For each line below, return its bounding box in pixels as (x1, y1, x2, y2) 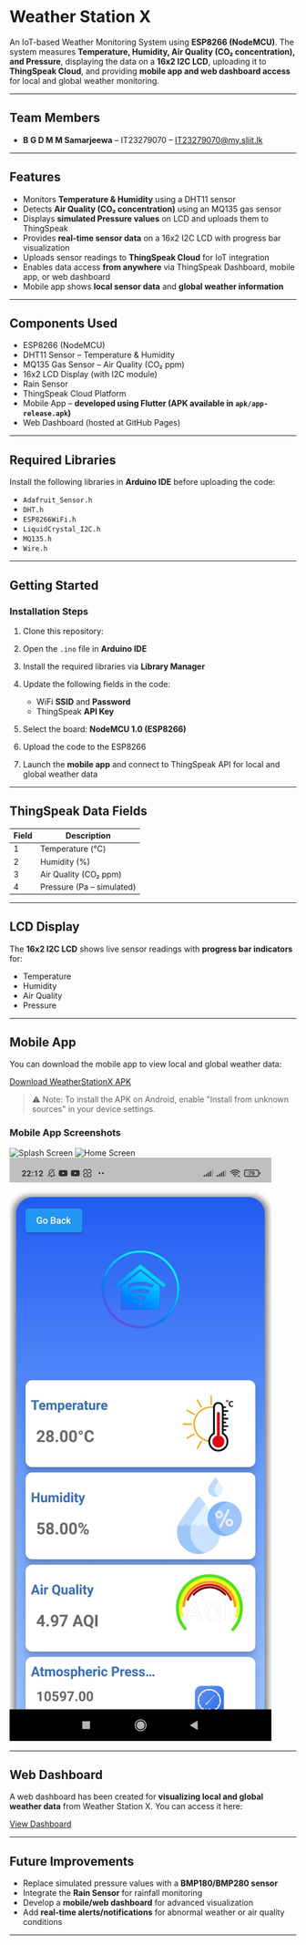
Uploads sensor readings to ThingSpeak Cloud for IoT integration (22, 252, 270, 262)
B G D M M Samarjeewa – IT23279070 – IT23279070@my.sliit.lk (22, 134, 263, 145)
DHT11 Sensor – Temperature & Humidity (22, 349, 176, 361)
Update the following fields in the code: (22, 678, 171, 689)
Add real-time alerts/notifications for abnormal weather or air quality (22, 1907, 285, 1918)
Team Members (9, 110, 100, 126)
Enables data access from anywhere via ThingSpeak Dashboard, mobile (22, 262, 295, 273)
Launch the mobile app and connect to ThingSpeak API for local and (22, 758, 280, 769)
